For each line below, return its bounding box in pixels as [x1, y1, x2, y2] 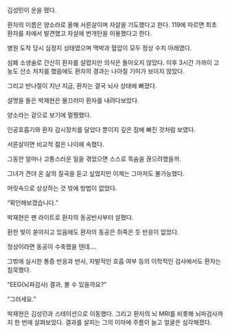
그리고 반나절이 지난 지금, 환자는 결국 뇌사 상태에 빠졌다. [7, 82, 157, 89]
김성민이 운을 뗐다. [7, 6, 57, 14]
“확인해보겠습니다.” [7, 199, 58, 206]
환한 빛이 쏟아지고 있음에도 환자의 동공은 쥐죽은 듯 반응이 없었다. [7, 228, 180, 236]
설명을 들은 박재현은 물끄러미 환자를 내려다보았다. [7, 96, 139, 105]
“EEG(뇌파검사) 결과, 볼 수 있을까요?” [7, 281, 107, 288]
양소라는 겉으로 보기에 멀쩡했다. [7, 111, 92, 119]
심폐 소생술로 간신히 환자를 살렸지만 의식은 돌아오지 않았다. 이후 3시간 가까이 [7, 58, 213, 67]
